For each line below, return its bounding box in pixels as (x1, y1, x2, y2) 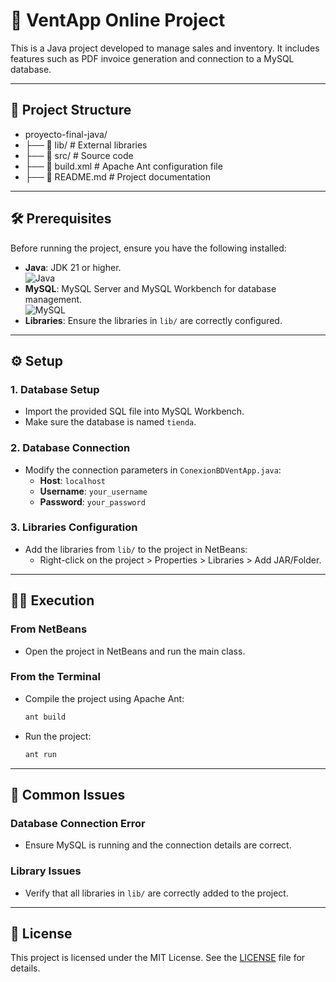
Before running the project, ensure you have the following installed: (10, 242, 287, 254)
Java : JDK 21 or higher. (24, 261, 122, 273)
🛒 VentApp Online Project (10, 9, 226, 32)
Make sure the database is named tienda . (24, 416, 197, 428)
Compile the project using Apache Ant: (24, 692, 185, 704)
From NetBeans (10, 622, 88, 636)
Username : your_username (39, 485, 148, 497)
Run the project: (24, 730, 92, 742)
